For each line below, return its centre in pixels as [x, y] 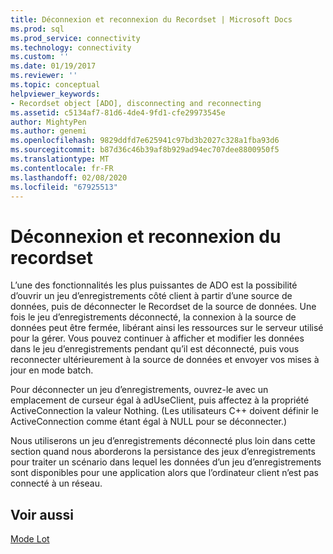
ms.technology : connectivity [71, 47]
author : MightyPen [48, 122]
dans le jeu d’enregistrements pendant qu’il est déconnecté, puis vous [155, 349]
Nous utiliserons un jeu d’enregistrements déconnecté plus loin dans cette [163, 441]
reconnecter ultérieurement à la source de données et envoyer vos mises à [165, 360]
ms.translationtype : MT [60, 159]
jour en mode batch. [52, 370]
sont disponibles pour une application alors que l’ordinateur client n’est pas [164, 473]
